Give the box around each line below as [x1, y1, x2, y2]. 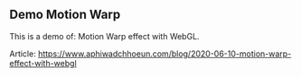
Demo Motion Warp [9, 7, 121, 22]
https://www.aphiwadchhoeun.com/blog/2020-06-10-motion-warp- [37, 48, 292, 59]
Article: [9, 48, 36, 59]
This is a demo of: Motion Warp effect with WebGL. [9, 30, 201, 41]
